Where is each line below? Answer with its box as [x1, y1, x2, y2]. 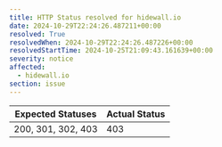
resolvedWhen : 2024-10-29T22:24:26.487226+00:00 [9, 37, 193, 47]
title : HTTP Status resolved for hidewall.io [9, 12, 181, 22]
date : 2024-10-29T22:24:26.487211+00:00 [9, 21, 162, 30]
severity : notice [9, 54, 74, 63]
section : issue [9, 79, 66, 88]
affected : [9, 63, 46, 72]
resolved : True [9, 29, 66, 38]
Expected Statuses [14, 108, 97, 120]
